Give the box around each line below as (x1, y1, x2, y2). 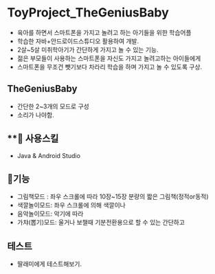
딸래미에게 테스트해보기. (16, 260, 82, 269)
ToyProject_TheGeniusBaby (7, 5, 170, 21)
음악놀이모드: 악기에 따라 (16, 209, 84, 218)
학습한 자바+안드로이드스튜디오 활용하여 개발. (16, 36, 139, 45)
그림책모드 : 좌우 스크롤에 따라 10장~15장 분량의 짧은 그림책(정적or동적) (16, 192, 209, 201)
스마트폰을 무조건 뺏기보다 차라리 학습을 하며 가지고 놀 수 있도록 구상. (16, 62, 203, 71)
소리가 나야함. (16, 111, 55, 119)
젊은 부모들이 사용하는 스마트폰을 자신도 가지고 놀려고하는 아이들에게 (16, 54, 201, 62)
